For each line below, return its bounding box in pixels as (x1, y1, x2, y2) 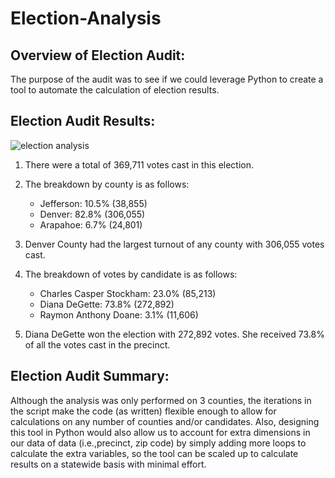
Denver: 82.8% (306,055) (39, 208, 146, 220)
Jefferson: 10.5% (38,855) (39, 197, 148, 209)
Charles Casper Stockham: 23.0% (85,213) (39, 287, 217, 299)
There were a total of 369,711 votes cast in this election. (24, 158, 255, 171)
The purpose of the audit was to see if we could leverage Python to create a (10, 73, 324, 85)
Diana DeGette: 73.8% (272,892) (39, 298, 175, 310)
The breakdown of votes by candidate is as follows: (24, 268, 238, 280)
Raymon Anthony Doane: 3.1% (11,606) (39, 308, 199, 321)
